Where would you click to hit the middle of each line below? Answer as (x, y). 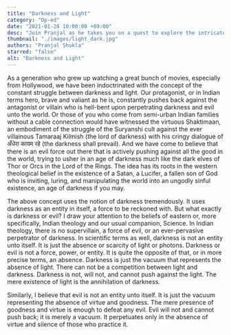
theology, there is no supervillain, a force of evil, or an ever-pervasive (106, 230)
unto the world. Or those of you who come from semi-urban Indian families (113, 114)
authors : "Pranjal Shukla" (46, 45)
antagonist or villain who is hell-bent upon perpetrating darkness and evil (111, 107)
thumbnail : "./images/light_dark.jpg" (63, 39)
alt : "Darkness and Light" (46, 58)
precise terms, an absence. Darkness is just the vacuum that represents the (114, 259)
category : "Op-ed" (33, 20)
